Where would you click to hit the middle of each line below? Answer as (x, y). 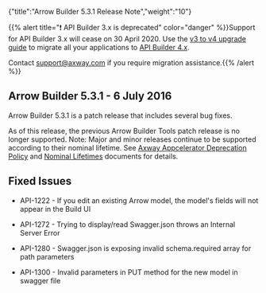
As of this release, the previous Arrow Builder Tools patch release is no (124, 131)
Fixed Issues (40, 181)
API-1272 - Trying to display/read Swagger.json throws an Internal (127, 224)
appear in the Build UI (55, 209)
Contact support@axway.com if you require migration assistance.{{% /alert (131, 63)
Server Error (40, 232)
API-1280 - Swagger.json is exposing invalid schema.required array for (135, 248)
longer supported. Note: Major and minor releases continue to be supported (132, 139)
